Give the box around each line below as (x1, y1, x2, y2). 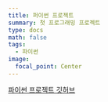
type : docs (8, 26, 44, 34)
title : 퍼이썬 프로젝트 (8, 11, 74, 20)
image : (8, 56, 30, 64)
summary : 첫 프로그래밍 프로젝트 (8, 19, 101, 27)
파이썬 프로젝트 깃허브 (8, 85, 76, 94)
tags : (8, 41, 26, 49)
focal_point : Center (15, 63, 82, 71)
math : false (8, 33, 47, 42)
